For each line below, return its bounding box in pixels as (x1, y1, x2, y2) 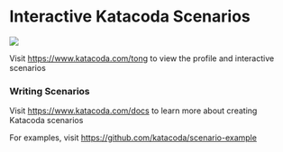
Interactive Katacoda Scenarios (9, 6, 251, 27)
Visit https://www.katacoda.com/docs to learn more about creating (9, 105, 258, 116)
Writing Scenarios (9, 85, 90, 97)
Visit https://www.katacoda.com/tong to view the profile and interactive (9, 52, 275, 64)
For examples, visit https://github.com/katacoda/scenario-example (9, 132, 257, 143)
